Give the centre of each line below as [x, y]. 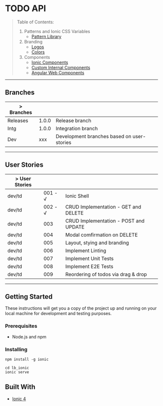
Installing [16, 349]
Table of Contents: [35, 22]
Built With [20, 387]
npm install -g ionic [27, 359]
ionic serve [17, 372]
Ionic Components [50, 62]
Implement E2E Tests [89, 266]
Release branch [73, 121]
